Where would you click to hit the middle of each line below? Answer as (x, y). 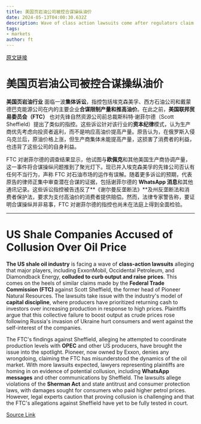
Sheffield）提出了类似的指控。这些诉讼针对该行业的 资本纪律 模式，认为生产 (98, 124)
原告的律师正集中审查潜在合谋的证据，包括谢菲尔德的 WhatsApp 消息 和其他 (100, 182)
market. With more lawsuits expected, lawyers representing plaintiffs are (95, 365)
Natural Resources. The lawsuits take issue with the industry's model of (95, 296)
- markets (19, 34)
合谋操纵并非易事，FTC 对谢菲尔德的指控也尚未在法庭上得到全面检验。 (98, 204)
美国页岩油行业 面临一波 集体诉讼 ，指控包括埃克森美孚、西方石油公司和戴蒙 (99, 101)
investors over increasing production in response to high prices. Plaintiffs (96, 308)
